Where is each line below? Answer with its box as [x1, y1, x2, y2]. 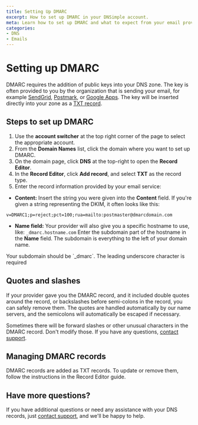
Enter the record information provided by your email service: [14, 182, 161, 189]
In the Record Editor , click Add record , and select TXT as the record [14, 170, 181, 177]
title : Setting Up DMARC [6, 8, 67, 15]
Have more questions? [6, 390, 91, 400]
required [6, 259, 27, 266]
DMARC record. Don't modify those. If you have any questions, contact [6, 328, 179, 335]
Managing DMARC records [6, 351, 106, 361]
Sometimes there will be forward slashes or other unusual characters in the [6, 322, 189, 329]
